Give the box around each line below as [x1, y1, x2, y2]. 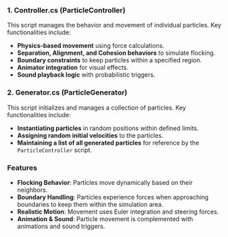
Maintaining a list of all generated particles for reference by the [16, 138, 200, 147]
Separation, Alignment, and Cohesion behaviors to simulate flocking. [16, 49, 216, 57]
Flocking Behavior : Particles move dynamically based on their [16, 178, 193, 186]
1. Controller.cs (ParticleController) [7, 5, 126, 15]
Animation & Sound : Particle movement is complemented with [16, 214, 194, 223]
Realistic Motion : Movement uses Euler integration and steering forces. [16, 208, 219, 216]
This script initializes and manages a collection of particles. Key [7, 103, 186, 112]
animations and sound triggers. [16, 222, 105, 230]
